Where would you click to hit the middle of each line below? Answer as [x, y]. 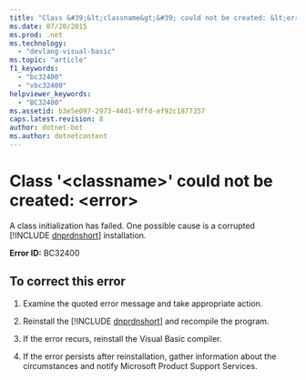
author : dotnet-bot [46, 128]
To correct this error [67, 281]
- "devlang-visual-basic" [67, 52]
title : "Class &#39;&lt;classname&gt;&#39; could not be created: [138, 18]
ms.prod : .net [36, 35]
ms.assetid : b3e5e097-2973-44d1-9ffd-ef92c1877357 [107, 111]
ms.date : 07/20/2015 [49, 26]
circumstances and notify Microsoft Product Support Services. [140, 365]
